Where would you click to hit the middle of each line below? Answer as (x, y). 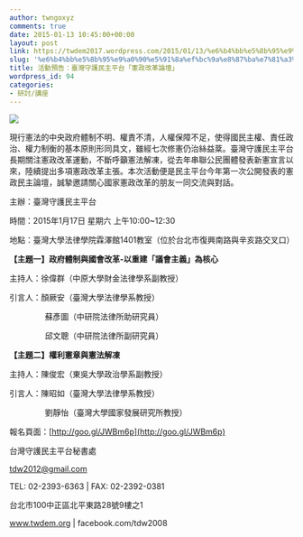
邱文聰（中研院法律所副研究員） (104, 336)
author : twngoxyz (42, 18)
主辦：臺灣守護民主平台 (53, 201)
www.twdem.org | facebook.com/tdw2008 (89, 523)
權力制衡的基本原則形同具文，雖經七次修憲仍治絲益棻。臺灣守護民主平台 (159, 148)
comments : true (38, 26)
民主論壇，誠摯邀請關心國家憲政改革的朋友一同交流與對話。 (128, 182)
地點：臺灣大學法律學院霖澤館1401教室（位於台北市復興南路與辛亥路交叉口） (152, 239)
